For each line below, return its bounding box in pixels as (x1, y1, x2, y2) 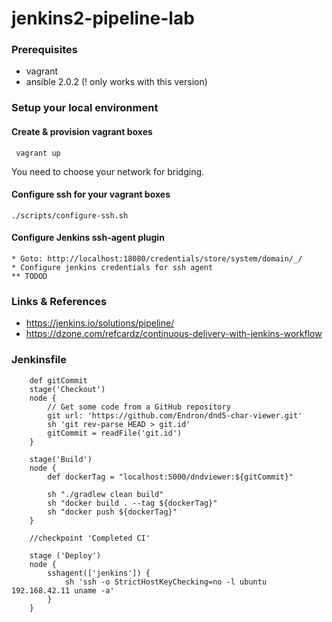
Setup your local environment (11, 101, 159, 115)
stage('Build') (29, 454, 93, 464)
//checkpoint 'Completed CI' (29, 533, 151, 543)
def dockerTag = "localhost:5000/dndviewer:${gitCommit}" (47, 472, 294, 482)
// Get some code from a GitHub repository (47, 402, 231, 412)
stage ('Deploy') (29, 550, 102, 561)
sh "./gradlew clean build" (47, 489, 164, 499)
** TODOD (11, 272, 48, 282)
